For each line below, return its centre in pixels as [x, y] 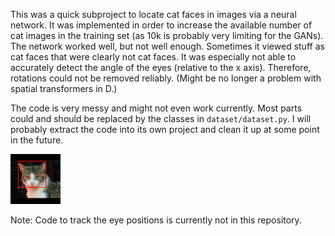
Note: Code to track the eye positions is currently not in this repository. [156, 220]
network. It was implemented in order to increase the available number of [161, 25]
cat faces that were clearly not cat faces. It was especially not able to [153, 57]
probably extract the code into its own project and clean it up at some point [165, 129]
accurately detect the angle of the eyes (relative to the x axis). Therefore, [161, 67]
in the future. [37, 140]
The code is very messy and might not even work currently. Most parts [156, 108]
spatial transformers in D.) [64, 88]
